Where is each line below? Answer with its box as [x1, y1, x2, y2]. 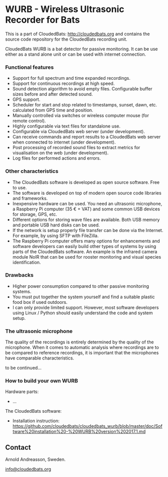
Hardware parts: [5, 389, 39, 395]
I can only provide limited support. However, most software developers [12, 304, 159, 310]
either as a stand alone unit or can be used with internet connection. [5, 51, 146, 57]
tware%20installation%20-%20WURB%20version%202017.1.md [12, 428, 146, 435]
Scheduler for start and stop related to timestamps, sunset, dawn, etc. [12, 102, 157, 108]
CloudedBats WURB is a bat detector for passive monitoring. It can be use [5, 46, 158, 52]
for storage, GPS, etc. [12, 211, 58, 217]
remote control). [12, 118, 46, 124]
